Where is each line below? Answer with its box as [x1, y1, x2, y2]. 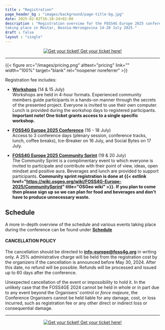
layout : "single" [5, 35, 43, 40]
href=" [12, 178, 27, 184]
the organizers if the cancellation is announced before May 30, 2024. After [5, 259, 156, 265]
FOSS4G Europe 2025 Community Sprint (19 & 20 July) [12, 152, 126, 158]
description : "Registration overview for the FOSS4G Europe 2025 [5, 21, 144, 26]
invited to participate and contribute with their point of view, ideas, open [12, 163, 158, 168]
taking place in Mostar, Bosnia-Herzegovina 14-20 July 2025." [5, 26, 137, 30]
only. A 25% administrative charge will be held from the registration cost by [5, 254, 158, 260]
